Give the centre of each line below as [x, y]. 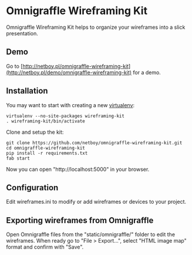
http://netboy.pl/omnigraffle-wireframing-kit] [77, 66]
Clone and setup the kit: [35, 132]
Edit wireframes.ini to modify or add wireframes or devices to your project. [96, 202]
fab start [18, 158]
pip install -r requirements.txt [47, 153]
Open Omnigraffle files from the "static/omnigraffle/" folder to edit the [90, 234]
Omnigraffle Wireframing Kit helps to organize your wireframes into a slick [96, 27]
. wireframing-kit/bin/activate [46, 121]
